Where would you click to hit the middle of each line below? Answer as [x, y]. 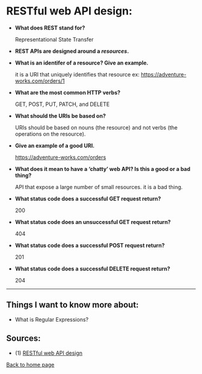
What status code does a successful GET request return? [88, 198]
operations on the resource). [50, 134]
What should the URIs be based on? [60, 116]
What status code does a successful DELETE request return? [92, 269]
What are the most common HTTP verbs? [68, 92]
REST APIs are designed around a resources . [72, 51]
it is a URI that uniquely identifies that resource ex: [77, 74]
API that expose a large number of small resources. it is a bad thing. [99, 187]
